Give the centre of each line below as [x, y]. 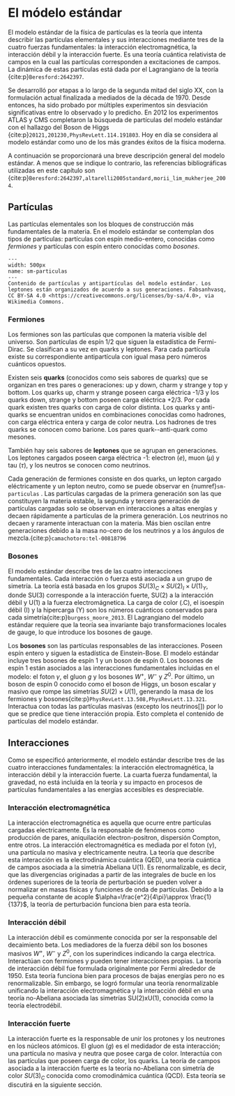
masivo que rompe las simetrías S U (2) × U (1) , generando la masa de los [111, 691]
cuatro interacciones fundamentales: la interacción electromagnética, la [111, 767]
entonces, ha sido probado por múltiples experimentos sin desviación [108, 105]
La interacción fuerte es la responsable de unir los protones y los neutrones [116, 1039]
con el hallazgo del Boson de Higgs [59, 127]
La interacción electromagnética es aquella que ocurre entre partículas [110, 823]
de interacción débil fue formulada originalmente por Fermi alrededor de [112, 968]
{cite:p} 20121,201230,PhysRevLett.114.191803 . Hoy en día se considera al [113, 135]
